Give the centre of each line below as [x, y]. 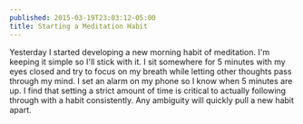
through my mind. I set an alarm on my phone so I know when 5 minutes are [151, 81]
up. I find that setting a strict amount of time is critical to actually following [148, 91]
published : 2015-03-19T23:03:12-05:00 [83, 18]
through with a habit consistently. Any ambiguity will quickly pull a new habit [152, 100]
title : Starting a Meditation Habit [78, 26]
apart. [20, 110]
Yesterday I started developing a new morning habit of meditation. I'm [140, 52]
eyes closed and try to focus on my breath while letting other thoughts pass [151, 71]
